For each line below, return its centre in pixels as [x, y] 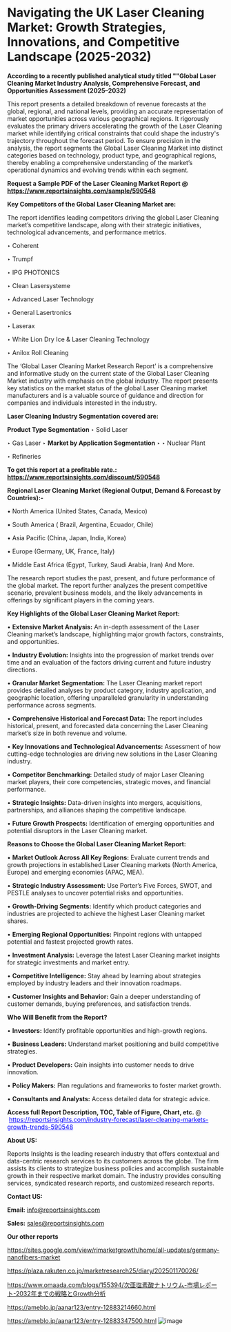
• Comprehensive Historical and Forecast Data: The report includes [105, 718]
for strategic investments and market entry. [68, 962]
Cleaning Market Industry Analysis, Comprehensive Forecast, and [104, 83]
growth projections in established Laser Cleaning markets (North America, [112, 864]
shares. [18, 921]
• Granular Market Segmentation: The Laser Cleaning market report [105, 683]
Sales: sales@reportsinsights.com [56, 1223]
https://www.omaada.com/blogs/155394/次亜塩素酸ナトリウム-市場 [103, 1285]
